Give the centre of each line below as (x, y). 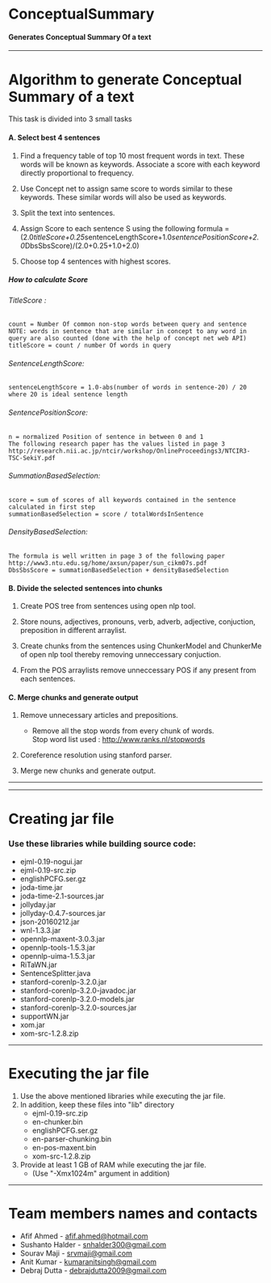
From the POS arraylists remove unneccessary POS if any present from (138, 670)
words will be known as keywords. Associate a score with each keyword (140, 164)
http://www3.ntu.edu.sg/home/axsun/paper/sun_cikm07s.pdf (108, 563)
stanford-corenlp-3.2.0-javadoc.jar (78, 990)
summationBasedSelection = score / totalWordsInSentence (106, 514)
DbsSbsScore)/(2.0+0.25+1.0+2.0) (82, 245)
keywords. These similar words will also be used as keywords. (123, 197)
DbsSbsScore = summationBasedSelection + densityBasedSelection (119, 570)
